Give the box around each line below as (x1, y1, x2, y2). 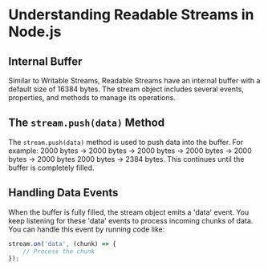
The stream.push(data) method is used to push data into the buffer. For (8, 137, 243, 147)
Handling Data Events (8, 186, 119, 199)
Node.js (8, 22, 62, 41)
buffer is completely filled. (8, 163, 95, 172)
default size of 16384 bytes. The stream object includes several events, (8, 84, 245, 94)
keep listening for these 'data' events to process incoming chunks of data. (8, 216, 254, 225)
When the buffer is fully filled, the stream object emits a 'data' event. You (8, 207, 250, 217)
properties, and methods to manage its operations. (8, 93, 177, 102)
